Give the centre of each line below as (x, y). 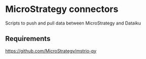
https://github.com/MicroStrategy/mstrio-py (51, 50)
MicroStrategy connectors (62, 9)
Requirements (28, 39)
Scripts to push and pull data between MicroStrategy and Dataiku (73, 23)
